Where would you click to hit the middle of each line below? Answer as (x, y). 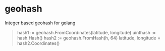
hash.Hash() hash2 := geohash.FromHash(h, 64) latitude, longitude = (89, 38)
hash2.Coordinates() (38, 43)
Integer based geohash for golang (40, 23)
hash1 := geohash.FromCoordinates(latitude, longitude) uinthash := (86, 32)
